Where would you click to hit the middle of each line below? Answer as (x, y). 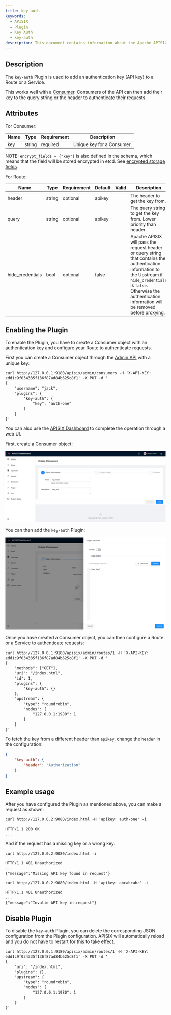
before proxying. (148, 312)
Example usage (30, 792)
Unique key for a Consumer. (103, 144)
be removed (143, 307)
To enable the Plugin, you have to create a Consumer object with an (76, 343)
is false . (139, 285)
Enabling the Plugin (37, 330)
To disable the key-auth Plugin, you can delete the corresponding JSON (80, 931)
